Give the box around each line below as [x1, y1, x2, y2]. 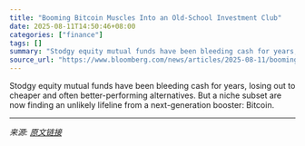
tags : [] [9, 38, 43, 48]
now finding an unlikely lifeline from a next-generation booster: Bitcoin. [9, 100, 275, 110]
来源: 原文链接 [9, 127, 62, 137]
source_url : [9, 55, 54, 64]
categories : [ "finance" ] [9, 30, 103, 39]
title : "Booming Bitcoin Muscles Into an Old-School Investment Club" [9, 13, 282, 23]
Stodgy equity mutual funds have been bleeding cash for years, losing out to [9, 81, 296, 91]
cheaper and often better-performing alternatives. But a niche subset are [9, 90, 282, 101]
